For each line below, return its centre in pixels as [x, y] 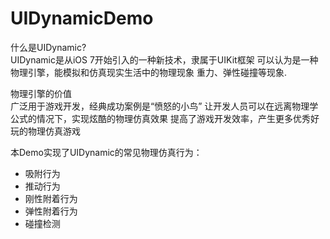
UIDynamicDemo [82, 18]
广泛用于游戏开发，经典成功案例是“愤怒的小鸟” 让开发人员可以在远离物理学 [164, 106]
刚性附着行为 [51, 198]
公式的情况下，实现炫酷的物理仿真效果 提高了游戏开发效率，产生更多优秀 [160, 118]
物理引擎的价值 [41, 93]
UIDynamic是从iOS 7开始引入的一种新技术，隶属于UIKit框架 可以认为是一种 [164, 59]
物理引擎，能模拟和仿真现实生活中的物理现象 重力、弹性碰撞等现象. [148, 72]
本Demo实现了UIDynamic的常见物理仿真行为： [106, 152]
